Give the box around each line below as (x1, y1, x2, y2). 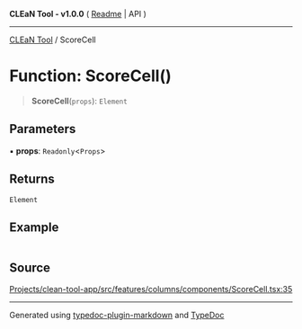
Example (9, 219, 59, 235)
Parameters (9, 121, 76, 137)
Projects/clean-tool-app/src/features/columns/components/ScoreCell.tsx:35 (9, 284, 293, 295)
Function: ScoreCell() (9, 66, 173, 86)
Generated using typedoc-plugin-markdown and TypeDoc (9, 310, 225, 321)
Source (9, 260, 51, 275)
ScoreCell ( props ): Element (31, 95, 128, 106)
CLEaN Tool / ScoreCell (9, 34, 96, 45)
